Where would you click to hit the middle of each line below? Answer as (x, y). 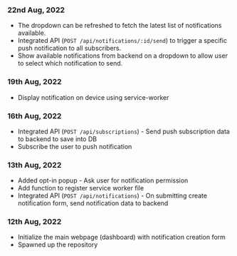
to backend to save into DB (57, 139)
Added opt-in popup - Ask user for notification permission (103, 180)
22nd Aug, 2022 (36, 10)
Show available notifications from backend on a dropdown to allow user (122, 56)
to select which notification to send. (70, 63)
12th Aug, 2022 (35, 222)
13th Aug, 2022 (35, 165)
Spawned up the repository (58, 245)
